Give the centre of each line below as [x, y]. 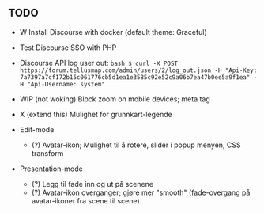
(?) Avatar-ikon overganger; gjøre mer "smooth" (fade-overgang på [141, 192]
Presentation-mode [51, 169]
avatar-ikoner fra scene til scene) [85, 200]
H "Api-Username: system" [62, 84]
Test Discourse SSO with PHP [68, 48]
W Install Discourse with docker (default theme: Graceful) [113, 32]
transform [47, 153]
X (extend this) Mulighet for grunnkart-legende [96, 114]
